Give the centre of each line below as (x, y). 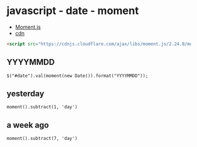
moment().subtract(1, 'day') (42, 107)
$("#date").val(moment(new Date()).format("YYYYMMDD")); (77, 76)
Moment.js (28, 27)
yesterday (25, 94)
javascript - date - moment (73, 11)
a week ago (28, 125)
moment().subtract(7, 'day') (42, 139)
